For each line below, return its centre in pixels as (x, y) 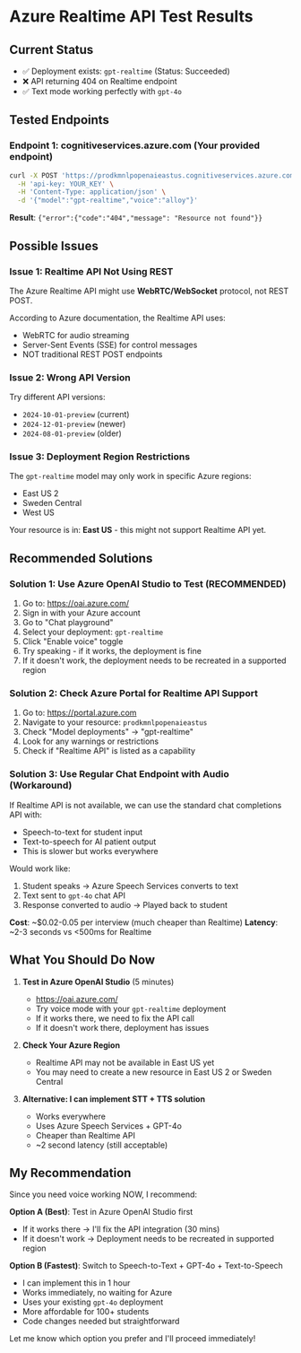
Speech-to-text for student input (82, 832)
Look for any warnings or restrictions (90, 741)
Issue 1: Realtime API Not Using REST (91, 271)
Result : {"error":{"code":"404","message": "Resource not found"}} (136, 218)
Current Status (52, 50)
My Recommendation (70, 1173)
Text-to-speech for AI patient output (89, 842)
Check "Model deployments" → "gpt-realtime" (108, 732)
